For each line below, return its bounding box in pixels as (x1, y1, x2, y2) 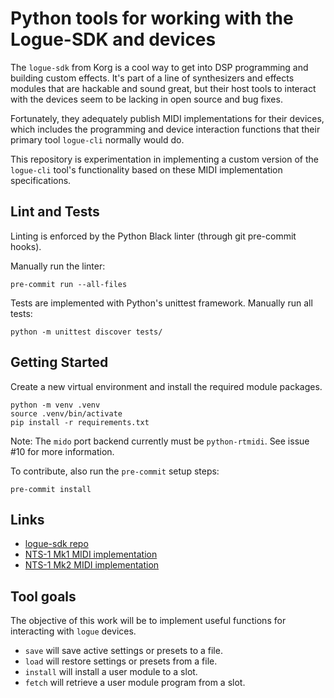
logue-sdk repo (24, 538, 89, 550)
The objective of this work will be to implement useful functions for (10, 615, 287, 627)
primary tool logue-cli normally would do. (10, 133, 185, 146)
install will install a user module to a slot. (24, 666, 198, 678)
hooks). (10, 240, 42, 252)
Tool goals (10, 588, 77, 605)
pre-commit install (10, 484, 92, 494)
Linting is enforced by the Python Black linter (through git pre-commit (10, 230, 297, 242)
